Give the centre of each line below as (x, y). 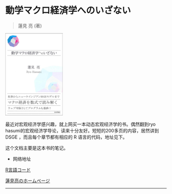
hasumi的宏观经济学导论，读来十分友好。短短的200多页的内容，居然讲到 (82, 130)
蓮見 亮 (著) (30, 26)
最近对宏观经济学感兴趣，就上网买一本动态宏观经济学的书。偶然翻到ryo (81, 124)
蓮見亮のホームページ (28, 181)
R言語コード (18, 169)
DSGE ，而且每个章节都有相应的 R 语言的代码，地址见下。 (66, 137)
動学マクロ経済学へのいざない (68, 11)
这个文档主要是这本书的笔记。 (37, 148)
